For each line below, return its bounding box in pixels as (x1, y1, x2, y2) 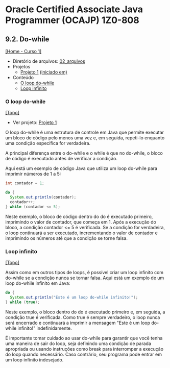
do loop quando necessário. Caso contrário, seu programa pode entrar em (5, 351, 162, 357)
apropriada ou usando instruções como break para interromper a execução (5, 346, 164, 352)
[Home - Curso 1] (5, 48, 42, 54)
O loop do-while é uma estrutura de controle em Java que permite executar (5, 129, 164, 136)
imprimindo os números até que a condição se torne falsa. (5, 235, 128, 241)
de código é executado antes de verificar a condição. (5, 156, 117, 162)
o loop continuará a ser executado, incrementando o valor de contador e (5, 230, 158, 236)
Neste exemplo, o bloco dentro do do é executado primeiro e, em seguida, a (5, 309, 165, 315)
